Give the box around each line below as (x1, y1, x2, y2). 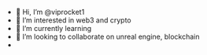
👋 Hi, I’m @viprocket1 (15, 8, 85, 16)
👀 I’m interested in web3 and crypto (15, 15, 131, 25)
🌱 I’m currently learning (15, 24, 92, 33)
